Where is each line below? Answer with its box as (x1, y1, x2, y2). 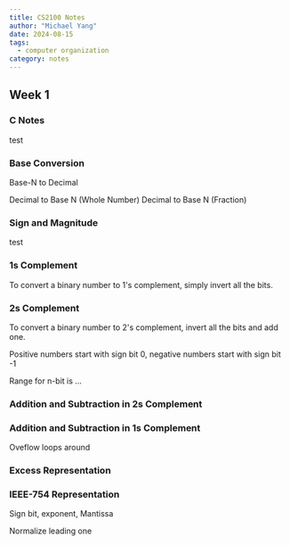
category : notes (9, 54, 69, 63)
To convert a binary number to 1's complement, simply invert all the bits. (9, 279, 273, 290)
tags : (9, 37, 29, 47)
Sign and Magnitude (9, 216, 99, 228)
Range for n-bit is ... (9, 376, 83, 386)
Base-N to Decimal (9, 177, 78, 187)
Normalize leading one (9, 525, 93, 536)
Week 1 (9, 87, 50, 103)
